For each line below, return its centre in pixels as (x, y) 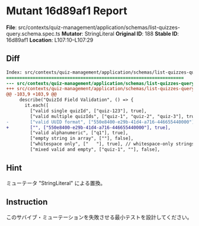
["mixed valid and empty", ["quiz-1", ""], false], (95, 149)
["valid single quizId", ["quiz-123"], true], (88, 111)
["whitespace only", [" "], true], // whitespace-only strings (112, 144)
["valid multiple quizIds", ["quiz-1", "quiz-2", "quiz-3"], (107, 116)
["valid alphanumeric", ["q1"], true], (79, 133)
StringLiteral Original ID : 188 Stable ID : (132, 33)
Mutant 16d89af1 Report (67, 11)
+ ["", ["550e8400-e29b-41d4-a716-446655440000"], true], (88, 128)
